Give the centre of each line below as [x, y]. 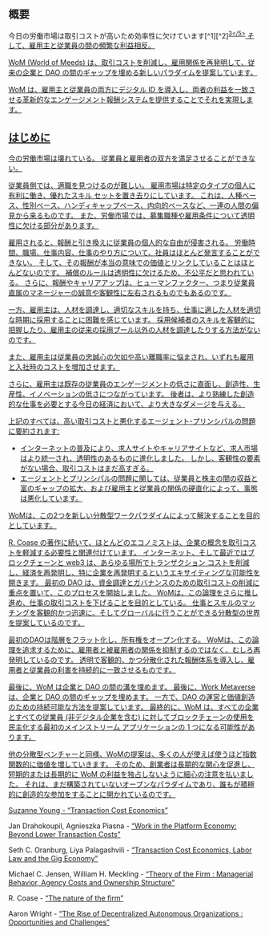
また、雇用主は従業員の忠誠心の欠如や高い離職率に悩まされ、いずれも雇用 [131, 357]
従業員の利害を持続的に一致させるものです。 [102, 670]
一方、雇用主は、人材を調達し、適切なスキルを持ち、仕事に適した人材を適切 [134, 310]
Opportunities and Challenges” [59, 922]
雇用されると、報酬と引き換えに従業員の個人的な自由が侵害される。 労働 [128, 242]
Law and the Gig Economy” [53, 859]
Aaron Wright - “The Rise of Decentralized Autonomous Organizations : [126, 914]
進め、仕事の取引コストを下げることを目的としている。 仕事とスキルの [125, 603]
